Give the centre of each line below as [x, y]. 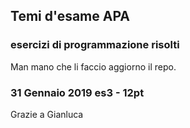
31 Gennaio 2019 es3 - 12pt [77, 92]
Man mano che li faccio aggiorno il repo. [93, 66]
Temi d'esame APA [70, 16]
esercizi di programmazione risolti [95, 45]
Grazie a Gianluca [47, 114]
